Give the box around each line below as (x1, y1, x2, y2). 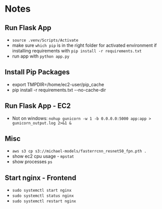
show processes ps (12, 159, 53, 165)
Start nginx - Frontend (5, 173, 77, 182)
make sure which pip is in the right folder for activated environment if (12, 42, 157, 48)
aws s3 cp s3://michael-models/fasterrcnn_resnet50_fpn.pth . (12, 149, 147, 154)
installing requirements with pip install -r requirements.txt (12, 48, 142, 54)
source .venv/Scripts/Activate (12, 38, 79, 43)
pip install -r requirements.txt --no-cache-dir (12, 87, 106, 93)
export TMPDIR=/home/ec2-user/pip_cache (12, 81, 105, 87)
